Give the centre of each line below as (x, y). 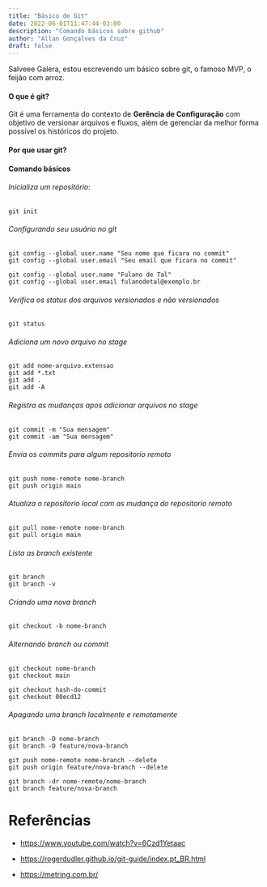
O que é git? (29, 96)
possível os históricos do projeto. (64, 131)
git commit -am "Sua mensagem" (61, 437)
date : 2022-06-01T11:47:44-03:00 (65, 23)
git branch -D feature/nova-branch (68, 746)
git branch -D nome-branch (54, 739)
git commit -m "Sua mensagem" (59, 429)
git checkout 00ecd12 (45, 697)
